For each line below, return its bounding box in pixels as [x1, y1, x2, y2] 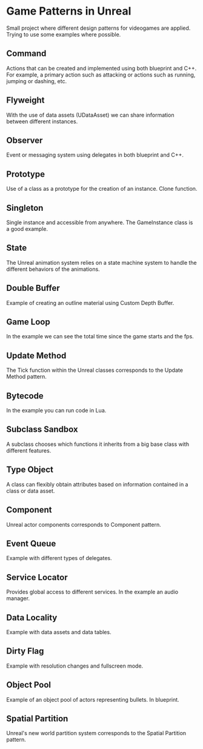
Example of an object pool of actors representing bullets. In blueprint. [6, 696, 180, 703]
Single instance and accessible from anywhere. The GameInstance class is [6, 219, 193, 226]
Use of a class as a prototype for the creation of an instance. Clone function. [6, 185, 198, 193]
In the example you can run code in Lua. [6, 407, 107, 414]
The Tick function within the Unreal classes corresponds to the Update [6, 366, 184, 374]
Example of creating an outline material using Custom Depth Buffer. [6, 299, 175, 306]
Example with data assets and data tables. [6, 628, 111, 635]
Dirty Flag [6, 646, 44, 657]
